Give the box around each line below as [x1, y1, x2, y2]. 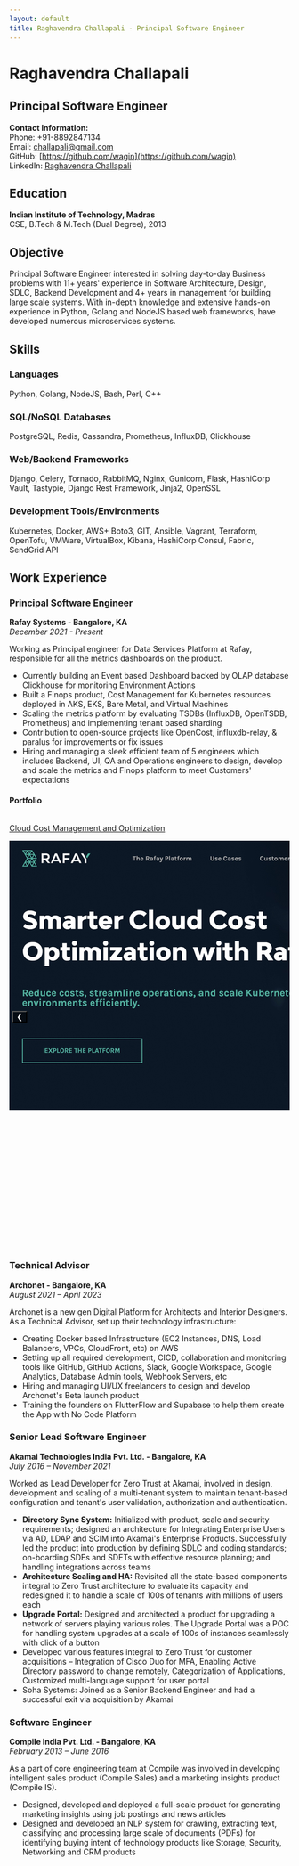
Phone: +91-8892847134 [9, 132, 101, 143]
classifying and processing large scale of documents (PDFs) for [21, 1828, 256, 1838]
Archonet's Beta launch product [21, 1389, 140, 1400]
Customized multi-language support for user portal [21, 1675, 209, 1685]
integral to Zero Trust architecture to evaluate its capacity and [21, 1580, 249, 1591]
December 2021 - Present [9, 626, 104, 637]
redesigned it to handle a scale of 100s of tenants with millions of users [21, 1590, 283, 1601]
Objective [9, 245, 65, 260]
